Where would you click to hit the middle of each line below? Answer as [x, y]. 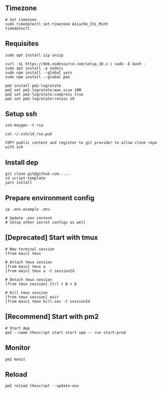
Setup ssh [21, 114]
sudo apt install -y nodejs [34, 68]
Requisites [22, 44]
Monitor [18, 348]
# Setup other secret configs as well [45, 223]
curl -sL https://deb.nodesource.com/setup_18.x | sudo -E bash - [76, 64]
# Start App [17, 328]
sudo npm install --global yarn [39, 72]
